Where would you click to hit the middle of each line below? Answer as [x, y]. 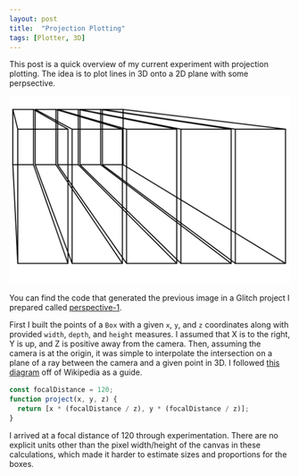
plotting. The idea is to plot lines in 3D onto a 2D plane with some [129, 74]
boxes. [21, 463]
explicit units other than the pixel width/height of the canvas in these [135, 445]
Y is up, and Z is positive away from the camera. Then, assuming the [135, 344]
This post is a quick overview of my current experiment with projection [139, 64]
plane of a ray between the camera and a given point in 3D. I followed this [145, 363]
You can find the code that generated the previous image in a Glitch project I [149, 298]
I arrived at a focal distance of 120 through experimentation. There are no [144, 435]
